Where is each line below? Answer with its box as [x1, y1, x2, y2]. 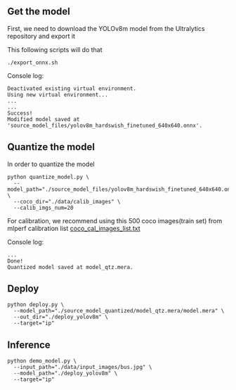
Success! [7, 109, 33, 117]
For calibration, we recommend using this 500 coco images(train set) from [7, 216, 223, 225]
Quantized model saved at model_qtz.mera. [7, 263, 133, 270]
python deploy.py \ [7, 301, 65, 308]
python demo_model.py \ [7, 358, 77, 365]
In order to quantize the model [7, 160, 95, 168]
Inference [7, 339, 51, 351]
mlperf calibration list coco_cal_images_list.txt [7, 224, 140, 232]
